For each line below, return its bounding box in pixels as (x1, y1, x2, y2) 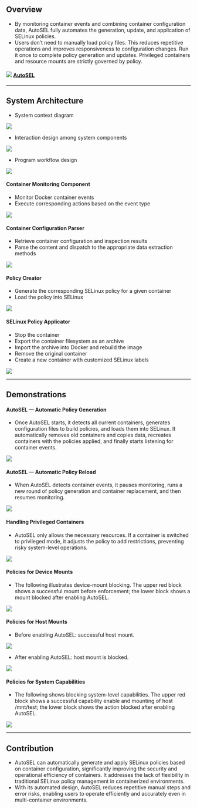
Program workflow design (14, 156, 77, 163)
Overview (6, 5, 43, 15)
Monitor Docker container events (14, 194, 94, 201)
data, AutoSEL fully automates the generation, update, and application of (14, 26, 191, 33)
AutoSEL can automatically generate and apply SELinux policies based (14, 759, 185, 766)
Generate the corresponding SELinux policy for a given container (14, 288, 172, 295)
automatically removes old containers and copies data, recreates (14, 431, 171, 439)
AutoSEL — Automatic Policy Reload (6, 468, 96, 475)
